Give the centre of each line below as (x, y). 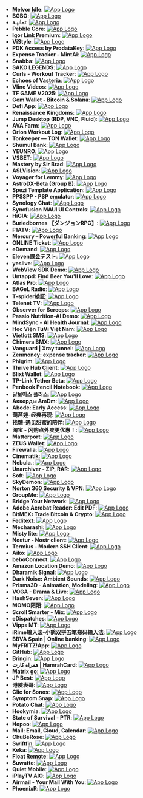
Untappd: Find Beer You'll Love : (52, 276)
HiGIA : (20, 216)
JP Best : (22, 678)
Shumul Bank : (30, 145)
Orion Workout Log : (37, 132)
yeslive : (22, 263)
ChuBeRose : (28, 737)
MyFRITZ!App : (31, 646)
